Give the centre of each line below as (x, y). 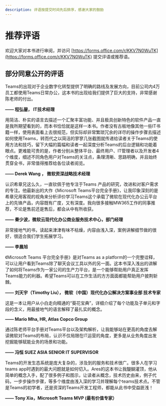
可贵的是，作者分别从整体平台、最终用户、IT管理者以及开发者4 (95, 151)
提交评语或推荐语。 (113, 56)
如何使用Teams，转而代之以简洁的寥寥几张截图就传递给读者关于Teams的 (79, 139)
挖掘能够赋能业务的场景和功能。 (38, 342)
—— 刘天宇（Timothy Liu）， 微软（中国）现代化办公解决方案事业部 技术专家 (83, 293)
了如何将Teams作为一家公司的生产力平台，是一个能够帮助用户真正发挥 (77, 270)
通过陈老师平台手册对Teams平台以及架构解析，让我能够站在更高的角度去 (79, 329)
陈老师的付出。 (20, 99)
